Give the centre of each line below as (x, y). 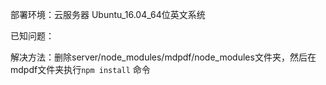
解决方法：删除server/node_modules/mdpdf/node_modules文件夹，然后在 (163, 57)
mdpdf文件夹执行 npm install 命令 (80, 69)
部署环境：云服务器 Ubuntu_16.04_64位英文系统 (108, 14)
